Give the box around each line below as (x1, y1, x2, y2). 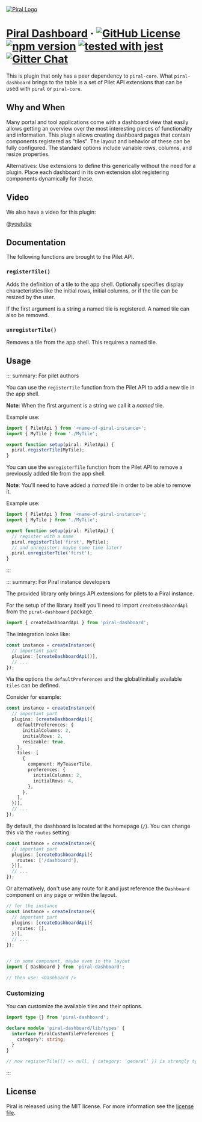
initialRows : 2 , (22, 733, 63, 739)
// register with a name (11, 533, 74, 539)
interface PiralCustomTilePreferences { (11, 1031, 114, 1037)
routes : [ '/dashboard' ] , (17, 857, 79, 863)
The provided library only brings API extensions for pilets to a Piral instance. (6, 590, 194, 597)
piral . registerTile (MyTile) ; (11, 447, 85, 453)
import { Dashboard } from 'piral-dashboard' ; (6, 964, 125, 970)
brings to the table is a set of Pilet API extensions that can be (32, 78, 183, 85)
